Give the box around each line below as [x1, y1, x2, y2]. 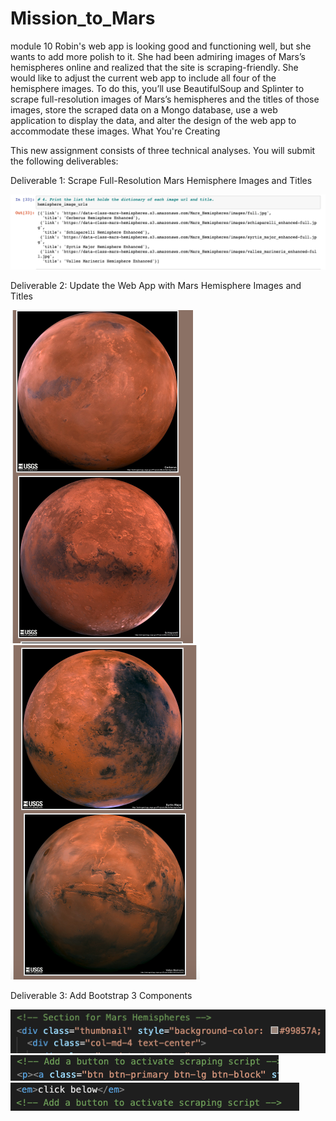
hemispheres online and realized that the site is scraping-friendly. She [10, 61, 299, 73]
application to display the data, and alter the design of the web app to [10, 114, 297, 126]
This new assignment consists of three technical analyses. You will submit [10, 144, 316, 156]
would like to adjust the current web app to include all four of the [10, 72, 277, 84]
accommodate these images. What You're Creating [10, 125, 221, 137]
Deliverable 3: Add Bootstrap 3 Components [10, 990, 193, 1002]
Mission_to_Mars [10, 7, 156, 30]
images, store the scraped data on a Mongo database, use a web [10, 103, 278, 116]
